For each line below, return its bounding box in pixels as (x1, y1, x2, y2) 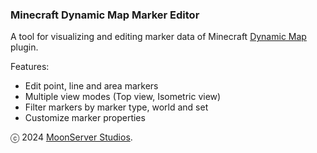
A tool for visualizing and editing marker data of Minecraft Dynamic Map (10, 31, 307, 43)
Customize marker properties (24, 112, 146, 124)
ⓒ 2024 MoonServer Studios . (10, 131, 133, 143)
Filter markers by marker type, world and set (24, 101, 209, 113)
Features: (10, 61, 50, 73)
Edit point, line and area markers (24, 80, 159, 92)
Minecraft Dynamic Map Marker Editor (10, 8, 200, 22)
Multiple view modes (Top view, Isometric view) (24, 91, 222, 103)
